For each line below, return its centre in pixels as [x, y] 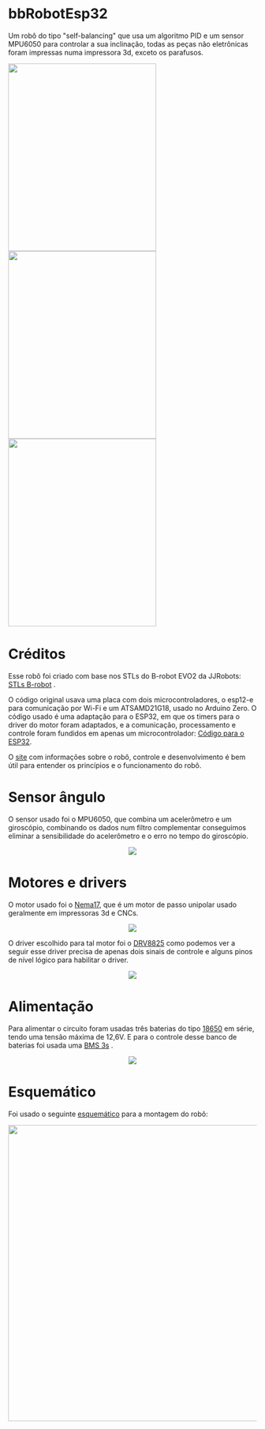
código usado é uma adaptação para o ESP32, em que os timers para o [124, 716]
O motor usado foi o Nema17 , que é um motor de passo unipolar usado [123, 904]
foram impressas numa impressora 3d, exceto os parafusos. [106, 52]
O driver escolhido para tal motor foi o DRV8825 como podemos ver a [122, 943]
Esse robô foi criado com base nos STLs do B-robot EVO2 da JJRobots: [125, 675]
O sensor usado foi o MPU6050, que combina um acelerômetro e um [120, 819]
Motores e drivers [68, 882]
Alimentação [51, 1006]
